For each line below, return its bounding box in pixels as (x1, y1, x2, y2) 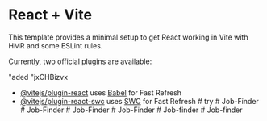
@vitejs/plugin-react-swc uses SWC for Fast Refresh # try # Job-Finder (19, 96, 260, 106)
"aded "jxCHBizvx (8, 72, 69, 81)
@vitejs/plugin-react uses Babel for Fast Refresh (19, 87, 182, 98)
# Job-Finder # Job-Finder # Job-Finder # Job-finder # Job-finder (19, 105, 244, 115)
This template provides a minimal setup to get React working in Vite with (8, 32, 248, 42)
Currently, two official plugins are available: (8, 56, 152, 66)
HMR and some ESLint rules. (8, 40, 103, 50)
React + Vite (8, 6, 93, 24)
